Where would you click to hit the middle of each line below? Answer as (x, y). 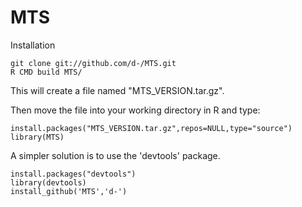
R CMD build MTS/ (46, 72)
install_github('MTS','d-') (69, 191)
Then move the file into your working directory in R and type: (135, 110)
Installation (33, 45)
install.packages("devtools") (73, 174)
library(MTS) (37, 137)
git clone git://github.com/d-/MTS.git (93, 63)
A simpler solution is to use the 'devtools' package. (115, 155)
